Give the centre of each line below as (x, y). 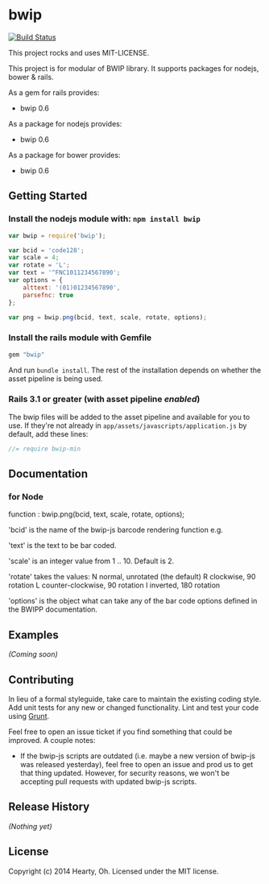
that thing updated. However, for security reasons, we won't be (125, 773)
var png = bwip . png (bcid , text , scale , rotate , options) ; (108, 317)
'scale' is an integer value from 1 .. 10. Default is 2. (91, 561)
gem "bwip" (27, 355)
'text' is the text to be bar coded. (62, 546)
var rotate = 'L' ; (39, 265)
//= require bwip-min (45, 449)
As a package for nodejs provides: (65, 123)
